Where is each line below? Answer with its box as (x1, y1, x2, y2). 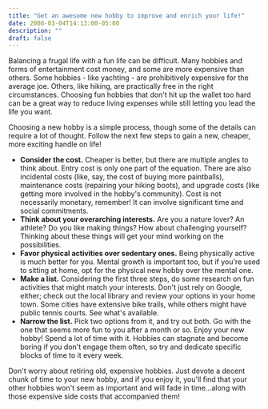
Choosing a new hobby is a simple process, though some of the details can (8, 122, 256, 132)
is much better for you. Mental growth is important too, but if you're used (19, 257, 261, 267)
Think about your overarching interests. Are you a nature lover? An (19, 215, 245, 224)
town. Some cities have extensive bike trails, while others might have (19, 299, 247, 309)
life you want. (8, 107, 54, 117)
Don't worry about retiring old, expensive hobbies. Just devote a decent (8, 366, 246, 376)
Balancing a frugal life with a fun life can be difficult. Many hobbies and (8, 56, 242, 66)
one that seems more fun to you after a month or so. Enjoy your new (19, 325, 245, 335)
